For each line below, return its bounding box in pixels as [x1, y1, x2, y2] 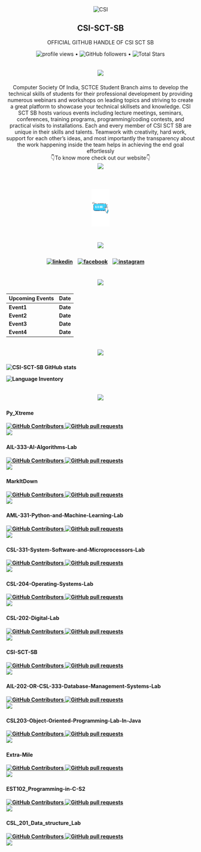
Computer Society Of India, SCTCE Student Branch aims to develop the [13, 84, 188, 91]
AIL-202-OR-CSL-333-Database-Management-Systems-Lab [6, 683, 162, 690]
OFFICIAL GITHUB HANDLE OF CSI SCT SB [47, 39, 154, 46]
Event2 [8, 312, 27, 319]
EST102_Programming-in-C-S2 [6, 785, 86, 792]
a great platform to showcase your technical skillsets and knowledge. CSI [10, 103, 191, 110]
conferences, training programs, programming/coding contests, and [17, 116, 184, 123]
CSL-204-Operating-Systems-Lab [6, 580, 94, 587]
